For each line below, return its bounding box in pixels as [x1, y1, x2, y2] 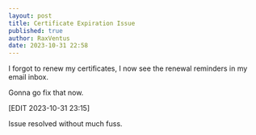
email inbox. [8, 72, 48, 82]
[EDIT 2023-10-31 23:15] [8, 104, 90, 113]
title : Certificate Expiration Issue [8, 19, 136, 27]
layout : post [8, 11, 52, 20]
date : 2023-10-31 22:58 [8, 42, 89, 50]
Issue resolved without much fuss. [8, 119, 123, 129]
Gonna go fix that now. [8, 88, 84, 97]
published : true [8, 27, 63, 35]
